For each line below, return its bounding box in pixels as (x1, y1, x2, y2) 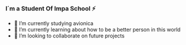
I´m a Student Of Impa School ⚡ (5, 4, 96, 12)
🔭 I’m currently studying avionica (13, 20, 94, 27)
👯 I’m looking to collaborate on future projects (13, 32, 125, 39)
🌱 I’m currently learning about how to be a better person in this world (13, 26, 181, 33)
